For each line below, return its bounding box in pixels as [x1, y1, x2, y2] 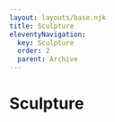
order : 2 [17, 47, 50, 56]
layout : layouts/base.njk [9, 13, 106, 22]
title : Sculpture [9, 22, 75, 30]
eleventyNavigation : [9, 30, 87, 39]
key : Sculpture [17, 38, 75, 48]
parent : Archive [17, 55, 78, 64]
